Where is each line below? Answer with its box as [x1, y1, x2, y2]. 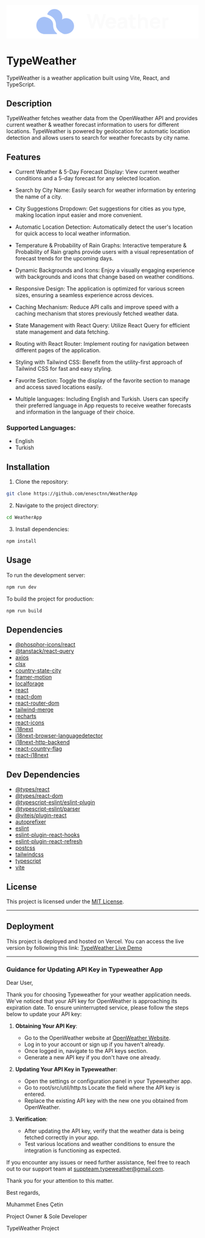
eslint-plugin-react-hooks [15, 831, 81, 838]
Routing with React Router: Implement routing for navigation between [15, 340, 189, 347]
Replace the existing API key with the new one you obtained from [24, 1097, 188, 1104]
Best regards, [6, 1189, 40, 1196]
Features [6, 152, 41, 162]
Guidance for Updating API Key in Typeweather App [6, 965, 163, 973]
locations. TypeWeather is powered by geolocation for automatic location [6, 127, 190, 135]
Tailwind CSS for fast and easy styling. [15, 365, 113, 373]
